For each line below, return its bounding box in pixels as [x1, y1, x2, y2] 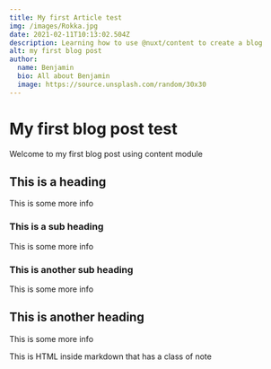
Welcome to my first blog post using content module [9, 148, 204, 159]
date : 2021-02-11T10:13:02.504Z [9, 30, 130, 39]
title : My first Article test [9, 13, 123, 22]
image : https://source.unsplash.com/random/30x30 [17, 80, 206, 89]
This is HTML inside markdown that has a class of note [9, 351, 213, 362]
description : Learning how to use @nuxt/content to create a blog [9, 38, 263, 48]
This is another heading [9, 310, 145, 325]
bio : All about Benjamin [17, 72, 110, 81]
